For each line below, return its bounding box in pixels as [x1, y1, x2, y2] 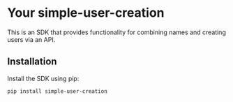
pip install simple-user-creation [7, 87, 108, 95]
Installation [7, 56, 57, 68]
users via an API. [7, 35, 56, 43]
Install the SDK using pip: [7, 74, 80, 82]
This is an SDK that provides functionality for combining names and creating [7, 28, 227, 36]
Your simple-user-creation [7, 5, 165, 21]
